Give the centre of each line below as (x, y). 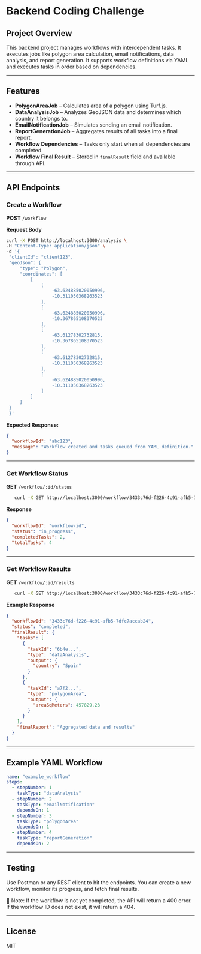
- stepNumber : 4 (32, 833)
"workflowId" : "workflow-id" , (49, 526)
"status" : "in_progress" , (44, 531)
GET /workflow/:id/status (39, 487)
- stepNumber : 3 (32, 816)
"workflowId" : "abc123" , (42, 442)
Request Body (24, 229)
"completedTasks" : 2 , (39, 537)
